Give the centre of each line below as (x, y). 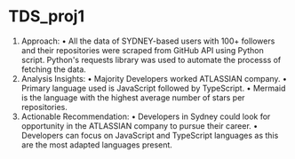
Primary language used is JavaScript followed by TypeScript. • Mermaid (153, 88)
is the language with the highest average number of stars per (133, 97)
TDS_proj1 (47, 16)
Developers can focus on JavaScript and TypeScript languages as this (150, 135)
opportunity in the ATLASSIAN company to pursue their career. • (140, 125)
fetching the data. (53, 69)
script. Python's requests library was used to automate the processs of (151, 60)
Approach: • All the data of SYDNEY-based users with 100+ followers (148, 41)
